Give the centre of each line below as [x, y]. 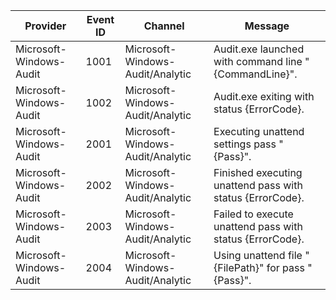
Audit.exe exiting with [264, 96]
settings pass [245, 144]
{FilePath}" [239, 267]
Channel [164, 26]
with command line [258, 61]
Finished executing [258, 172]
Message [267, 26]
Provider [45, 26]
